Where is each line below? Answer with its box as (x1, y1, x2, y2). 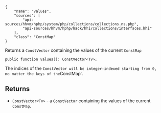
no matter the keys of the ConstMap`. (5, 71, 84, 76)
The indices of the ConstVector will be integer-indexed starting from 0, (5, 66, 157, 71)
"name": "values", (14, 9, 51, 14)
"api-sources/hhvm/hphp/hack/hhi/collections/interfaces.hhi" (23, 26, 152, 31)
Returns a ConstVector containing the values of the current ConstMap (5, 47, 142, 53)
